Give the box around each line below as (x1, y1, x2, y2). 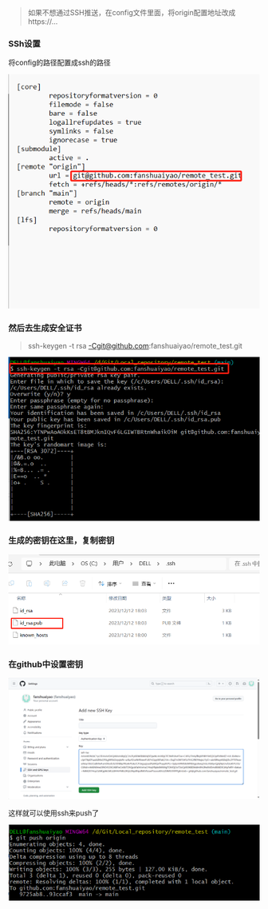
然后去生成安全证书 (8, 322, 82, 333)
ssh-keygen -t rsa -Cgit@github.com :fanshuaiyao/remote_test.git (27, 341, 243, 351)
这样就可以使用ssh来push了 (8, 807, 100, 818)
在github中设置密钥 (8, 659, 84, 670)
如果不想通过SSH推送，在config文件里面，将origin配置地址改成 (27, 8, 236, 17)
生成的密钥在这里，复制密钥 (8, 535, 115, 546)
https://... (27, 17, 58, 26)
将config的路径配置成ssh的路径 (8, 58, 111, 67)
